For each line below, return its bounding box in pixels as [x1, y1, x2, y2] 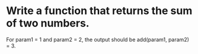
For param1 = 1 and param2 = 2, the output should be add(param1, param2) [6, 36, 190, 43]
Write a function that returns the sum [6, 4, 193, 18]
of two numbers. [6, 16, 90, 30]
